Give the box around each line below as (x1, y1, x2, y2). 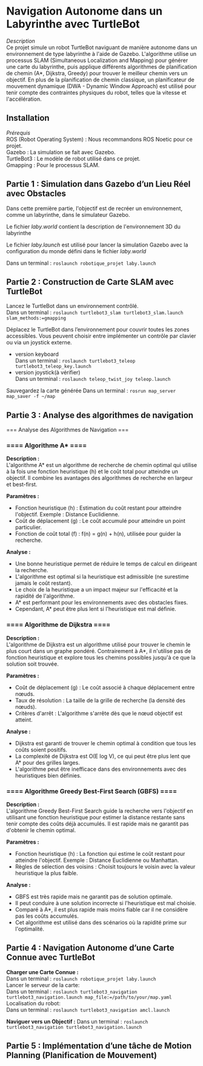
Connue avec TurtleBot (6, 952, 95, 963)
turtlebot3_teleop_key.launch (15, 363, 92, 370)
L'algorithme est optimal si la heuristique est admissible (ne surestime (15, 573, 189, 581)
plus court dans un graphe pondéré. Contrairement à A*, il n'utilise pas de (6, 647, 191, 654)
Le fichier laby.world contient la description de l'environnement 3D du (6, 223, 181, 230)
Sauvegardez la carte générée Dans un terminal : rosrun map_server (6, 387, 176, 394)
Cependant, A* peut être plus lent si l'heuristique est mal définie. (15, 606, 177, 613)
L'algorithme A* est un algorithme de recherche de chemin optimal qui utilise (6, 462, 198, 469)
